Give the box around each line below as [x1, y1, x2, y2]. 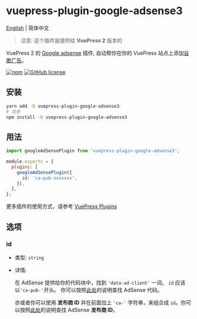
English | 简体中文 [6, 24, 49, 31]
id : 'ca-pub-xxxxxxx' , [21, 175, 78, 181]
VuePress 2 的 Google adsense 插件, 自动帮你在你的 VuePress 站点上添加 [6, 49, 184, 57]
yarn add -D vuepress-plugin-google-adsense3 [6, 103, 119, 109]
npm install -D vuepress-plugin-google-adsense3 [6, 114, 128, 120]
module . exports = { [6, 159, 54, 165]
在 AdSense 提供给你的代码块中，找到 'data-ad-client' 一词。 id [14, 279, 174, 286]
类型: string [14, 254, 44, 261]
